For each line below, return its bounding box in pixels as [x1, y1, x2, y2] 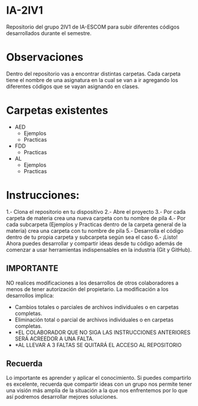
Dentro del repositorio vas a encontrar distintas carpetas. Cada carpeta [6, 70, 181, 77]
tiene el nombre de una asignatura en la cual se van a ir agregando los [6, 76, 178, 83]
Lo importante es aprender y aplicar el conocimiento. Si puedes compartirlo [6, 374, 191, 382]
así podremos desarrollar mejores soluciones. [6, 393, 118, 401]
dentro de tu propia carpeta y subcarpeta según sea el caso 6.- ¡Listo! [6, 233, 178, 241]
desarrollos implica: [6, 292, 55, 299]
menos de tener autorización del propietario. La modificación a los [6, 285, 169, 292]
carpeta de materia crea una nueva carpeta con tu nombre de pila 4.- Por [6, 214, 186, 221]
